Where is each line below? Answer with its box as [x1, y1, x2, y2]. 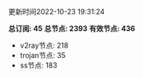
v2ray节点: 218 [19, 40, 69, 50]
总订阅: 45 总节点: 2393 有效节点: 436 [8, 24, 136, 33]
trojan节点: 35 [19, 51, 66, 60]
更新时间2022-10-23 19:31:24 [8, 7, 105, 16]
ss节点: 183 [19, 60, 58, 70]
